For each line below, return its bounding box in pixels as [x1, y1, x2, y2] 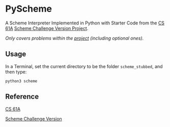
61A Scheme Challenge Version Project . [5, 25, 89, 31]
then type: [5, 69, 27, 75]
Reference [5, 92, 39, 101]
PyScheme [5, 3, 52, 15]
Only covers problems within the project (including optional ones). [5, 35, 144, 41]
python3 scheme [5, 78, 38, 84]
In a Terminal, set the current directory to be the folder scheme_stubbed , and [5, 63, 163, 69]
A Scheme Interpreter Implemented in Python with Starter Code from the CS [5, 20, 164, 26]
